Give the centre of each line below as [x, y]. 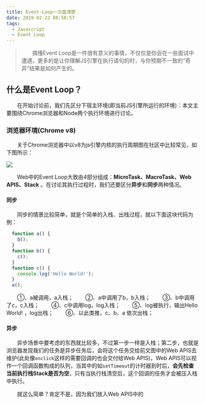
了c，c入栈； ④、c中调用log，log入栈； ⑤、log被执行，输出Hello [102, 305]
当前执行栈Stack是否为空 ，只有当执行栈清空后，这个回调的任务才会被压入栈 [102, 374]
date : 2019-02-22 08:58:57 [41, 18]
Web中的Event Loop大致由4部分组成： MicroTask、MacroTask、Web [105, 177]
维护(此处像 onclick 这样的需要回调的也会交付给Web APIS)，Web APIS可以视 [102, 358]
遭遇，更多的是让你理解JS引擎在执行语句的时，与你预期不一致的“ [103, 61]
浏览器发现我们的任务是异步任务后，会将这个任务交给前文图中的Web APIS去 [102, 350]
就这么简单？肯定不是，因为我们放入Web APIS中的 [81, 394]
